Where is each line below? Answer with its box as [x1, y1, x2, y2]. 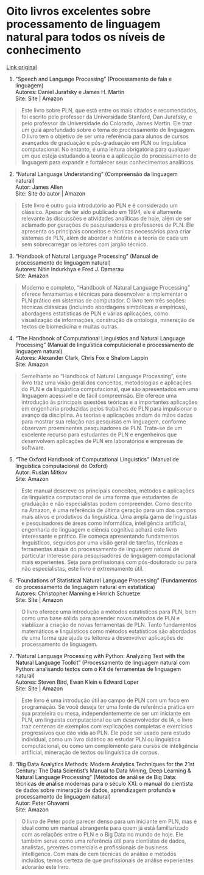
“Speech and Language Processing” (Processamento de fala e [15, 75, 172, 82]
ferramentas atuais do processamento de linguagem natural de [21, 545, 180, 552]
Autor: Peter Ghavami [15, 799, 69, 807]
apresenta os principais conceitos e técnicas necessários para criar [21, 227, 192, 235]
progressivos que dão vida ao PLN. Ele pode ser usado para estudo [21, 729, 191, 736]
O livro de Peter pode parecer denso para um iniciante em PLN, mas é [21, 818, 197, 825]
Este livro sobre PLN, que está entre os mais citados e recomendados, [21, 106, 198, 114]
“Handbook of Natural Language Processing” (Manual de [15, 252, 158, 260]
